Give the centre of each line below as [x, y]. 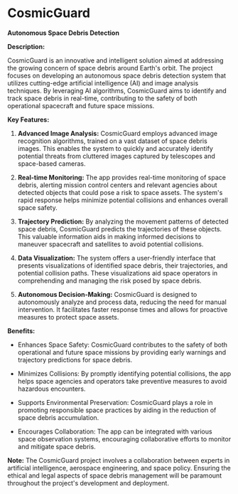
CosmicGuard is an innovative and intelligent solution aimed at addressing [115, 60]
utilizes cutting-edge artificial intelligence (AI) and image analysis [103, 83]
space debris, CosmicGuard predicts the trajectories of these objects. [120, 228]
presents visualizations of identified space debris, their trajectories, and [123, 266]
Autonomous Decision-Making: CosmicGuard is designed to [107, 294]
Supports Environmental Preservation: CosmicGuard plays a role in [115, 402]
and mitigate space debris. [56, 446]
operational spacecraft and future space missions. [81, 105]
